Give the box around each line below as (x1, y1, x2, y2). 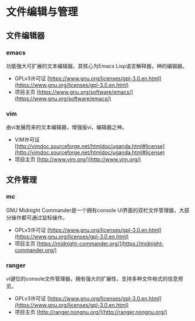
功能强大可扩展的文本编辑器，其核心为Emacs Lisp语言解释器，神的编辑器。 (6, 62, 188, 69)
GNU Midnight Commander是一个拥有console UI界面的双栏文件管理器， (6, 206, 180, 214)
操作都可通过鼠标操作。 (11, 214, 68, 221)
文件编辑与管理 (6, 5, 78, 19)
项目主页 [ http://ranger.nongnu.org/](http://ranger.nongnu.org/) (14, 309, 167, 316)
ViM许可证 (14, 136, 40, 144)
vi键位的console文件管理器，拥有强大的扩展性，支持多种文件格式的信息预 (6, 275, 183, 282)
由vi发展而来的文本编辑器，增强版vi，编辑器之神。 (6, 124, 128, 131)
